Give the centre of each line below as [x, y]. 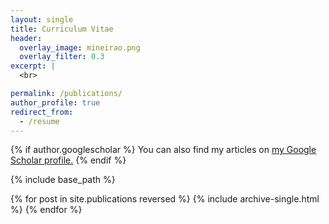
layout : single [42, 19]
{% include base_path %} [63, 180]
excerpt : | [33, 66]
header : [26, 38]
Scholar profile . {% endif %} [68, 160]
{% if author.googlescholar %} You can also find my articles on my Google [163, 150]
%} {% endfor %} [46, 210]
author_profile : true [55, 102]
